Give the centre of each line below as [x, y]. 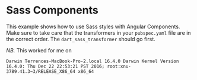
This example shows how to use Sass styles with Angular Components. [93, 26]
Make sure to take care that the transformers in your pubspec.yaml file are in [99, 32]
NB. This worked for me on [39, 50]
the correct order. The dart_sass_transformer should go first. [81, 39]
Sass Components [53, 10]
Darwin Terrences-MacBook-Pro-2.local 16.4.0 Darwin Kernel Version [93, 61]
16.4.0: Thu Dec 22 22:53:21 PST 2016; [55, 66]
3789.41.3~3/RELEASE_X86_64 [41, 71]
